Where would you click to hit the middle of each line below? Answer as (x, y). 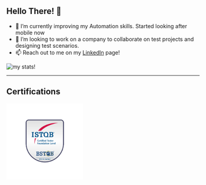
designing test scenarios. (47, 45)
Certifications (33, 92)
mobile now (30, 32)
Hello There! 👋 (34, 11)
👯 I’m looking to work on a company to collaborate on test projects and (105, 39)
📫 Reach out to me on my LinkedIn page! (67, 52)
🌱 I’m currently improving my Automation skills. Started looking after (101, 26)
